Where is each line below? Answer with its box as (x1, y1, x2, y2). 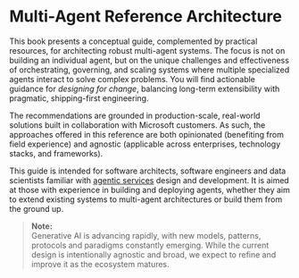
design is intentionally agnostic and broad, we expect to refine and (30, 249, 277, 260)
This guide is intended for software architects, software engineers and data (9, 165, 287, 176)
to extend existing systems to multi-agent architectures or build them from (9, 194, 283, 205)
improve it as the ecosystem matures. (30, 258, 170, 269)
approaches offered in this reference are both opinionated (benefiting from (9, 129, 284, 139)
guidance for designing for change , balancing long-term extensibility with (9, 83, 280, 94)
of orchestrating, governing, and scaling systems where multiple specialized (9, 64, 290, 75)
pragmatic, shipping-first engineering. (9, 92, 149, 104)
